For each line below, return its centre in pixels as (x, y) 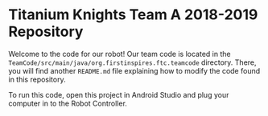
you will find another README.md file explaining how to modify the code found (134, 70)
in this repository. (37, 79)
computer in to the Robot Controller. (68, 103)
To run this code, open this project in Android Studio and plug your (119, 94)
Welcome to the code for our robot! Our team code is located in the (120, 54)
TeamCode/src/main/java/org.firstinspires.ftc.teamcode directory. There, (132, 62)
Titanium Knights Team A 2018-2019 (133, 15)
